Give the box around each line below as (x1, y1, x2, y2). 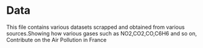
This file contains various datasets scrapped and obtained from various (6, 23, 185, 31)
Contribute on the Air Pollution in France (6, 36, 107, 43)
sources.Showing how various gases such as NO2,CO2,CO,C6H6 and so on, (6, 29, 198, 37)
